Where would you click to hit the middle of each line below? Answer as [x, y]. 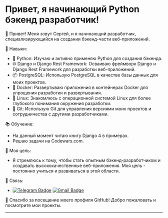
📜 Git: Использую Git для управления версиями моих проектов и [82, 108]
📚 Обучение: [19, 124]
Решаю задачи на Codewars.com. [48, 140]
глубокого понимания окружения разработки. [62, 103]
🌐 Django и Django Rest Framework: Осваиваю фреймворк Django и [84, 63]
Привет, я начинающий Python [72, 9]
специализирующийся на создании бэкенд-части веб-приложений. [77, 39]
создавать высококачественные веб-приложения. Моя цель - [79, 165]
